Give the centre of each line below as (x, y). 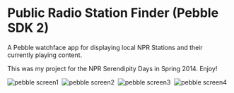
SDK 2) (28, 28)
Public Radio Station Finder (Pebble (113, 13)
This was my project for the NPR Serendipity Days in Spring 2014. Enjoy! (112, 68)
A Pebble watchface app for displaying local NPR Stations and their (105, 47)
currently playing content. (45, 55)
